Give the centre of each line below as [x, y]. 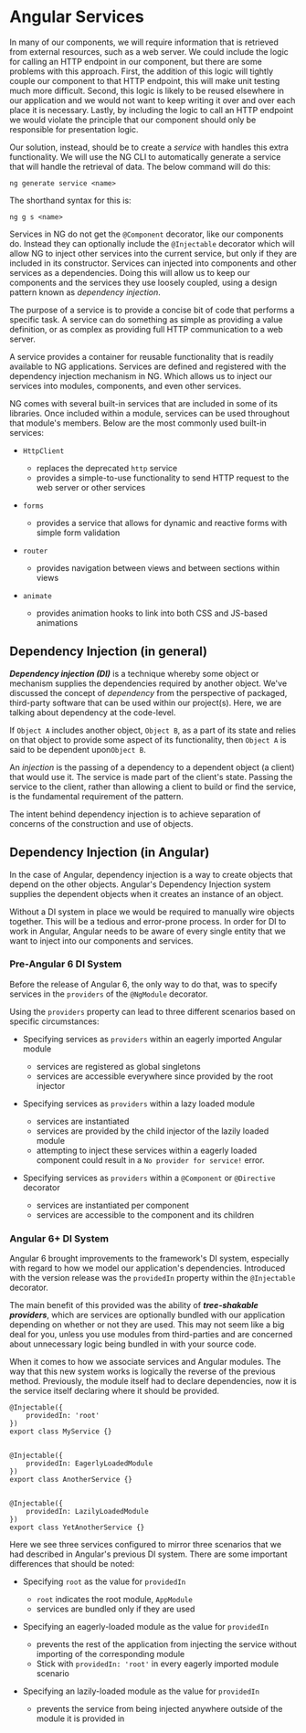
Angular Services [77, 17]
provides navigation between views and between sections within [158, 567]
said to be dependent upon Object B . [78, 749]
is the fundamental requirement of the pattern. [97, 796]
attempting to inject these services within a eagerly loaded [147, 1150]
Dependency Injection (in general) [109, 652]
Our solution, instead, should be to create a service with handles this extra [149, 147]
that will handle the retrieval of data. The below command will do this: [140, 166]
